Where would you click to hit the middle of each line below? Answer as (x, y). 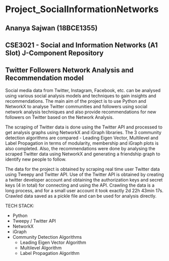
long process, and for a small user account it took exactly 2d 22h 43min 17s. (84, 190)
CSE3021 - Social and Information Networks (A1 (81, 45)
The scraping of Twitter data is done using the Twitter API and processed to (84, 127)
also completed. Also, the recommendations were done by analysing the (80, 148)
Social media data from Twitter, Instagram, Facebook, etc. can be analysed (83, 90)
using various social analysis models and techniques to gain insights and (81, 96)
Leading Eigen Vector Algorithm (53, 242)
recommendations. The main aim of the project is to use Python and (76, 101)
